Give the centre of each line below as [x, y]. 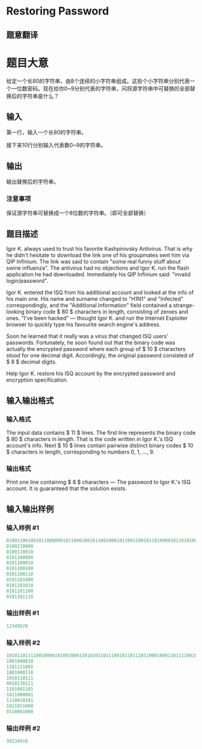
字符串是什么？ [40, 96]
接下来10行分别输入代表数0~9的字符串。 [56, 145]
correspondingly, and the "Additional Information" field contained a [89, 305]
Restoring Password [58, 11]
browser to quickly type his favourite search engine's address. [84, 324]
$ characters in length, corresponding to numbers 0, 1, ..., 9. [81, 452]
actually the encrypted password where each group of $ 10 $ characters [96, 349]
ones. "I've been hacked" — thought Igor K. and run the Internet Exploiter [97, 318]
